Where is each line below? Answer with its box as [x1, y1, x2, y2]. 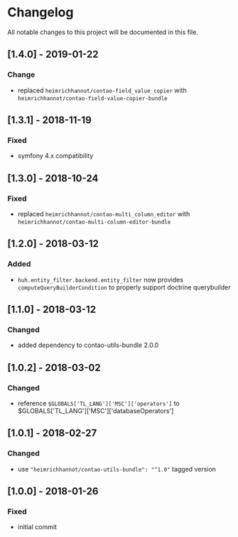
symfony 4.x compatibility [17, 151, 94, 160]
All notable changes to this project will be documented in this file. [7, 28, 199, 36]
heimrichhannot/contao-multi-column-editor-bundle [17, 218, 171, 225]
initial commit [17, 523, 57, 531]
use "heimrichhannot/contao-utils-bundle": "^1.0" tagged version [17, 464, 217, 473]
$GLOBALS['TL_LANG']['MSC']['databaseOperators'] [17, 407, 174, 415]
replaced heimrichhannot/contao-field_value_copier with [17, 86, 187, 95]
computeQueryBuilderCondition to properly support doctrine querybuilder [17, 282, 231, 292]
